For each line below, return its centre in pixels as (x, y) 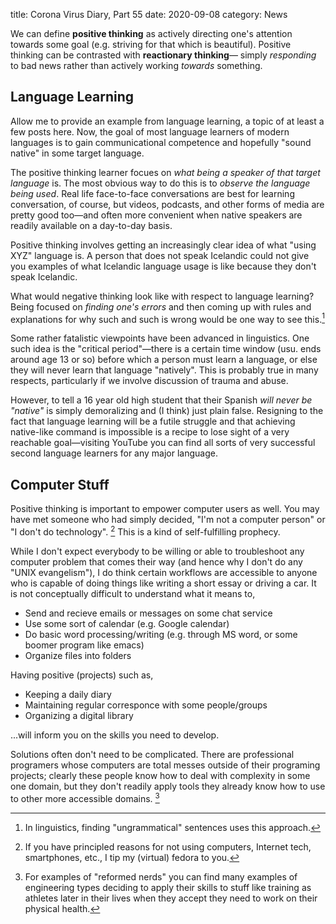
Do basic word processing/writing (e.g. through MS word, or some (161, 634)
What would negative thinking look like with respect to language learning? (162, 296)
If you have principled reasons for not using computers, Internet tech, (168, 846)
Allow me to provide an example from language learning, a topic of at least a (167, 121)
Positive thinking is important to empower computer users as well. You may (165, 509)
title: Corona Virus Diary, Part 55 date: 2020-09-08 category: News (149, 14)
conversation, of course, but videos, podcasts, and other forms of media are (167, 204)
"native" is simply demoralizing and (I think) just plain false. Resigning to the (167, 411)
